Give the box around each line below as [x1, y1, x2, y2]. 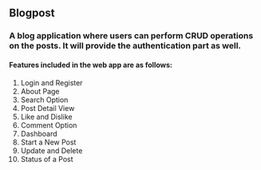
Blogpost [9, 6, 55, 20]
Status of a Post [20, 154, 74, 164]
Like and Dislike [20, 112, 73, 121]
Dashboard [20, 128, 58, 138]
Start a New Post [20, 137, 77, 147]
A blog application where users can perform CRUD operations [9, 30, 254, 42]
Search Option [20, 95, 69, 105]
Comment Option [20, 120, 77, 130]
